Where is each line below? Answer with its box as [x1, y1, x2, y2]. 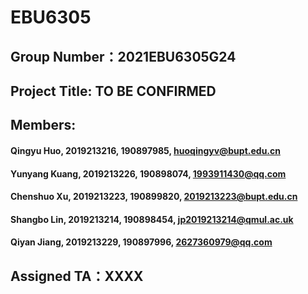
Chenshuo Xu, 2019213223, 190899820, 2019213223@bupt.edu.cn [10, 191, 298, 203]
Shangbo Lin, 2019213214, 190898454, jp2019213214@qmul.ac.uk [10, 213, 294, 225]
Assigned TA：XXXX [10, 267, 144, 285]
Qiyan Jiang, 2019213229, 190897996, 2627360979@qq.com [10, 236, 273, 248]
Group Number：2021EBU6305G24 [10, 48, 237, 65]
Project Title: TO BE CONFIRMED [10, 82, 217, 100]
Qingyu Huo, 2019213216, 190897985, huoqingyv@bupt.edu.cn [10, 144, 281, 156]
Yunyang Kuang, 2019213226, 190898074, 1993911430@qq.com [10, 167, 287, 180]
